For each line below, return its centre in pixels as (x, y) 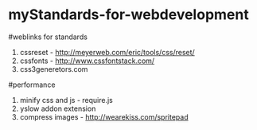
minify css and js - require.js (66, 100)
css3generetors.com (54, 69)
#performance (32, 85)
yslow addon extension (58, 108)
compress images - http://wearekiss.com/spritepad (104, 116)
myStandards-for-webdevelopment (128, 15)
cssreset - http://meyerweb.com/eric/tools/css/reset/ (107, 52)
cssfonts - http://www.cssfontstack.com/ (87, 61)
